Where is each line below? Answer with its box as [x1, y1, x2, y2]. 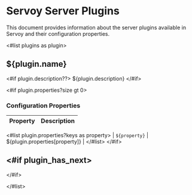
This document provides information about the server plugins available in [6, 24, 187, 31]
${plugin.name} [6, 59, 67, 69]
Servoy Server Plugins [6, 4, 120, 18]
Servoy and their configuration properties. [6, 30, 110, 37]
